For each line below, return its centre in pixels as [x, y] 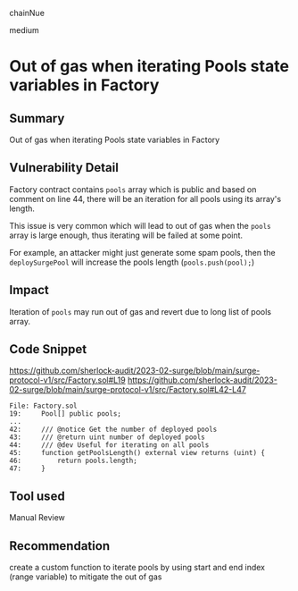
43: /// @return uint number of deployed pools [107, 437]
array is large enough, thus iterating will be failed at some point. [126, 235]
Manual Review [37, 518]
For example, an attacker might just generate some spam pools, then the [142, 252]
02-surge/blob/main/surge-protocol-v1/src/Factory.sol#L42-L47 [128, 390]
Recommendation [59, 546]
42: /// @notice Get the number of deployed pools [113, 430]
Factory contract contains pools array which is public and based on [133, 189]
